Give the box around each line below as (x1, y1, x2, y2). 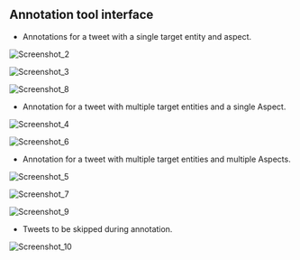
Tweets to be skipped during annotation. (22, 223, 173, 234)
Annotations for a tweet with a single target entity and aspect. (22, 31, 252, 42)
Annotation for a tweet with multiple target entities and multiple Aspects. (22, 153, 291, 164)
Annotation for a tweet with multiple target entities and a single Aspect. (22, 101, 286, 112)
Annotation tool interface (9, 7, 154, 23)
